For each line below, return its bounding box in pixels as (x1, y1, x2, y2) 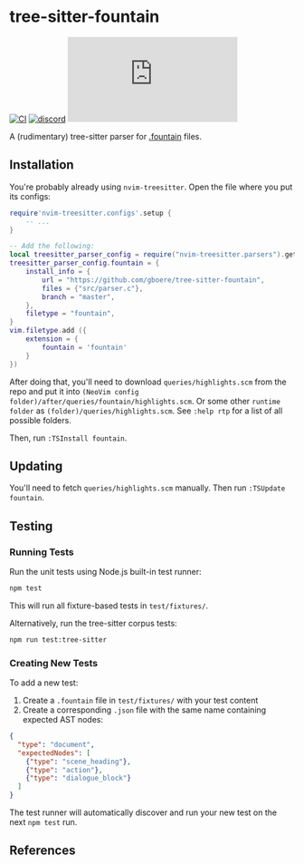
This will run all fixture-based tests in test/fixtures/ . (9, 600, 209, 611)
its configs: (9, 190, 52, 201)
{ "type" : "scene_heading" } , (25, 757, 131, 766)
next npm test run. (9, 817, 78, 828)
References (9, 843, 76, 859)
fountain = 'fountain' (42, 343, 128, 352)
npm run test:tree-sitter (9, 635, 107, 645)
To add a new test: (9, 677, 79, 688)
